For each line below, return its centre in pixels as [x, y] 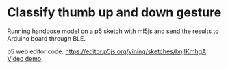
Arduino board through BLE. [46, 38]
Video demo [24, 58]
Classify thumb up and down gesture [114, 13]
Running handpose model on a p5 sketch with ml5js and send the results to [113, 31]
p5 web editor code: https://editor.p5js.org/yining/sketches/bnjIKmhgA [107, 51]
